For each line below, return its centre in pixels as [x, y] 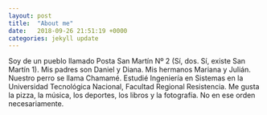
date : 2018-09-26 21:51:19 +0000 [68, 31]
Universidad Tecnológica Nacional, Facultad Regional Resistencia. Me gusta [134, 87]
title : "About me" [41, 23]
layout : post [30, 16]
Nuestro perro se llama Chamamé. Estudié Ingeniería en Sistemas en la [126, 78]
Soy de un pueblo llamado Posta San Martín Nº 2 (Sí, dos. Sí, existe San [127, 61]
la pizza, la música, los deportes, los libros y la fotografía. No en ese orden [132, 95]
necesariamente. [36, 104]
